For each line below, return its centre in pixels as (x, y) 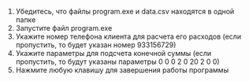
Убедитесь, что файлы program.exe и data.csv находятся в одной (125, 11)
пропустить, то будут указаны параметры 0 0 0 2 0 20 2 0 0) (117, 61)
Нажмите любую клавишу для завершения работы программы (122, 70)
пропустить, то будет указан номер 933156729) (96, 45)
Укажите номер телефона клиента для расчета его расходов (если (128, 36)
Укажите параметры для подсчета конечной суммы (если (113, 53)
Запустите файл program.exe (64, 28)
